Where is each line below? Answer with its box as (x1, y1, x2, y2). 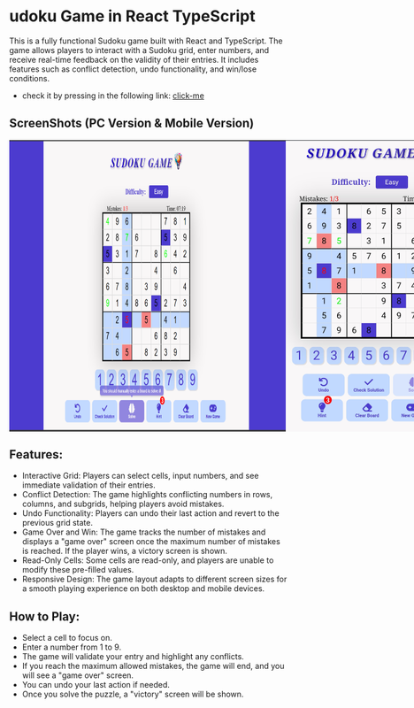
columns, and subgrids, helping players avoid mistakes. (21, 498, 225, 510)
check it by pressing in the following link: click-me (21, 90, 205, 101)
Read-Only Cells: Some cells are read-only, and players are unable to (21, 555, 274, 566)
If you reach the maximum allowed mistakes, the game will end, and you (21, 661, 285, 672)
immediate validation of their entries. (21, 480, 157, 490)
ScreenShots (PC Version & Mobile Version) (9, 116, 255, 131)
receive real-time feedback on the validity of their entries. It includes (9, 54, 259, 65)
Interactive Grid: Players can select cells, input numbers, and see (21, 471, 259, 481)
